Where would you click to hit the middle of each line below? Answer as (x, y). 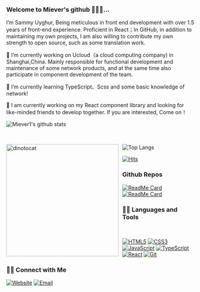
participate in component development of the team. (70, 75)
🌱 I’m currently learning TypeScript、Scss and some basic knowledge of (96, 87)
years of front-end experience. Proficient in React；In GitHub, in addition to (99, 30)
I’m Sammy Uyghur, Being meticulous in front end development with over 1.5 (100, 23)
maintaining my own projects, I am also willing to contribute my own (90, 36)
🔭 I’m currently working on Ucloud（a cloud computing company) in (90, 55)
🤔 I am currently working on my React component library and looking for (95, 105)
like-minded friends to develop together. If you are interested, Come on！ (97, 112)
